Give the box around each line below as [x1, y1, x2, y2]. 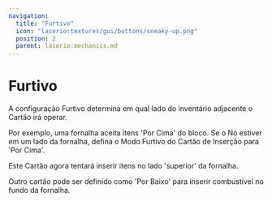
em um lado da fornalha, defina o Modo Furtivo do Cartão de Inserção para [8, 137, 260, 147]
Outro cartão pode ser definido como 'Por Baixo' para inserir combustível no [8, 177, 264, 186]
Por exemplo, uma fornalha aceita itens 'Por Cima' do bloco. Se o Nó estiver [8, 128, 262, 138]
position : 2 [15, 34, 57, 43]
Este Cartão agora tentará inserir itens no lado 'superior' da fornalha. [8, 161, 239, 171]
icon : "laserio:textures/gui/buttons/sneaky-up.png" [15, 27, 198, 35]
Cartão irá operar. [8, 113, 67, 122]
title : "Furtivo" [15, 19, 75, 28]
